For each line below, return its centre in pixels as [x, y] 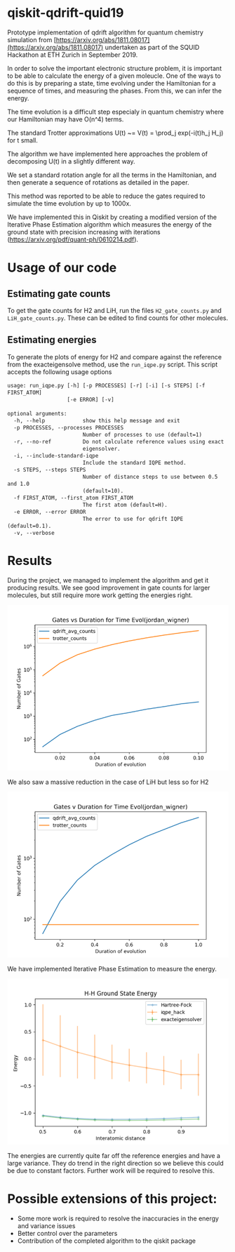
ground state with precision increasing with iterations [84, 232]
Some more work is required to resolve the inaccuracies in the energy [118, 1218]
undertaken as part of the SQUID [152, 47]
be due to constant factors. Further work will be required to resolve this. [111, 1171]
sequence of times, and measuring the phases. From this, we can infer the [115, 91]
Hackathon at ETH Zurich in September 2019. [73, 55]
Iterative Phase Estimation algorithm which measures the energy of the [109, 224]
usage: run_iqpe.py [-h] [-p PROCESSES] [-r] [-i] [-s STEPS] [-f [106, 385]
